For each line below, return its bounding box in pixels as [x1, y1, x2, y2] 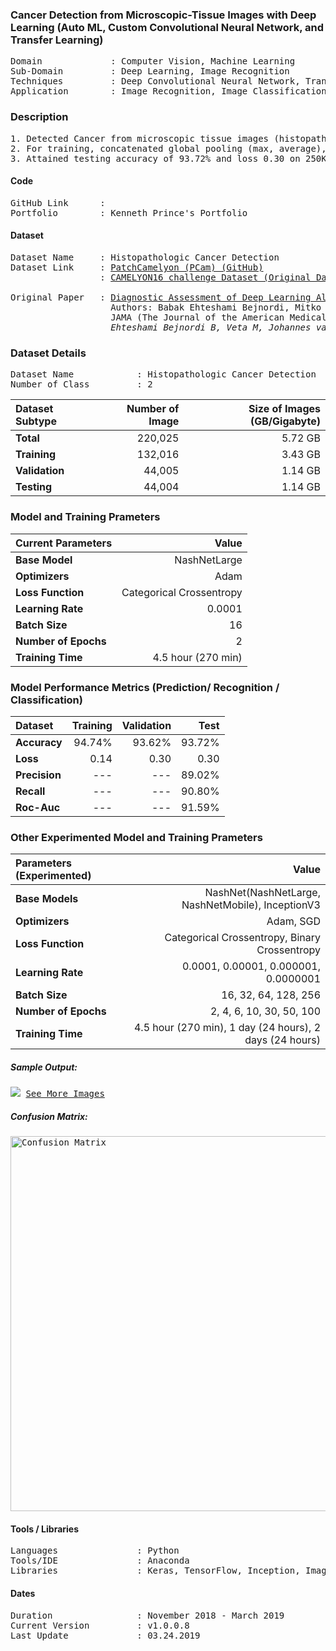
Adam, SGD [266, 914, 321, 928]
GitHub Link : [10, 197, 106, 208]
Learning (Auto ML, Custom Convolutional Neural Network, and [10, 20, 324, 34]
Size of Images [248, 402, 321, 416]
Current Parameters [15, 536, 113, 550]
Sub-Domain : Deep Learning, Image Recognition [10, 66, 290, 77]
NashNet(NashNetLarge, [204, 886, 321, 900]
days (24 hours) [244, 1033, 321, 1047]
